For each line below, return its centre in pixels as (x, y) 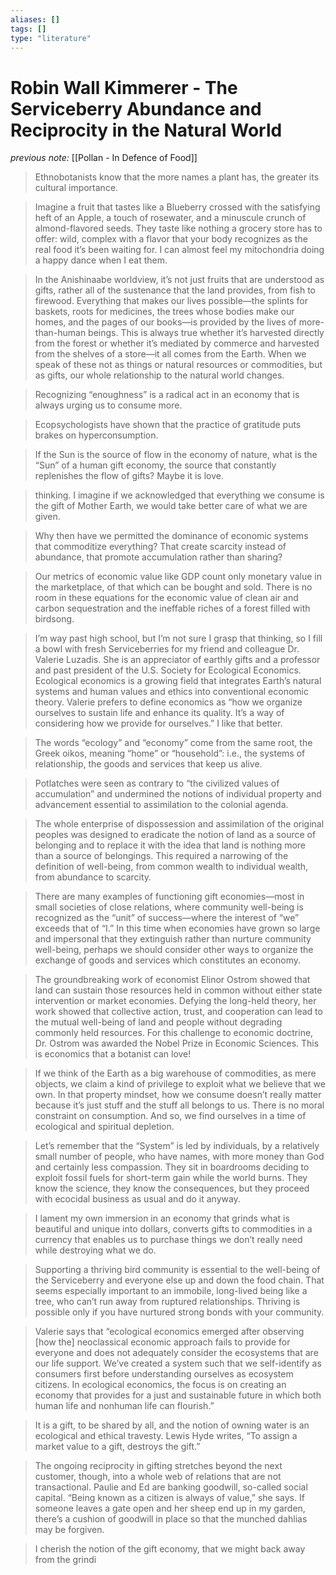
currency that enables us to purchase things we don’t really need (168, 1240)
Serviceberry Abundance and (136, 108)
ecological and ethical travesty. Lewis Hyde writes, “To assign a (166, 1436)
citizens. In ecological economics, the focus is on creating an (160, 1385)
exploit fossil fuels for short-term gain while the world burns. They (171, 1178)
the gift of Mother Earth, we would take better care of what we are (171, 506)
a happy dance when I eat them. (101, 260)
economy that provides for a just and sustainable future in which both (178, 1395)
